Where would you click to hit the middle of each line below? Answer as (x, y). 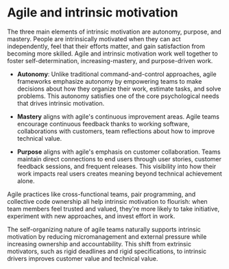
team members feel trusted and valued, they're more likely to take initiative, (113, 209)
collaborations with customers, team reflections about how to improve (116, 131)
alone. (26, 180)
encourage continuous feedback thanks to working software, (103, 124)
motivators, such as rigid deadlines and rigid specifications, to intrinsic (107, 251)
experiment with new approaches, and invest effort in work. (91, 216)
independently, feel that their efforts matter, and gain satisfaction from (106, 46)
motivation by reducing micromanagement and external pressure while (107, 236)
